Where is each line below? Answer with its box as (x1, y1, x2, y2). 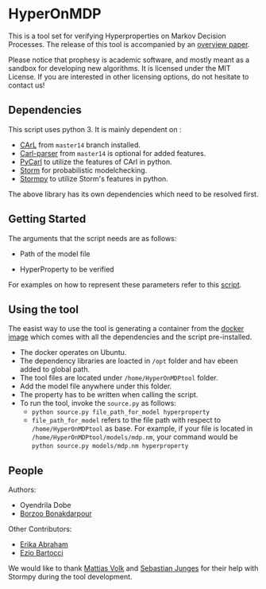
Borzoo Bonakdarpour (19, 509, 93, 518)
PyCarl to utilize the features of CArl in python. (19, 157, 172, 166)
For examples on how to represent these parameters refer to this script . (8, 279, 242, 289)
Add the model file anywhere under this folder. (19, 381, 172, 391)
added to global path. (19, 365, 90, 374)
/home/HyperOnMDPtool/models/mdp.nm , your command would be (31, 432, 238, 442)
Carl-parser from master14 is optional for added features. (19, 148, 206, 158)
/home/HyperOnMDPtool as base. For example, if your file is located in (31, 423, 253, 434)
